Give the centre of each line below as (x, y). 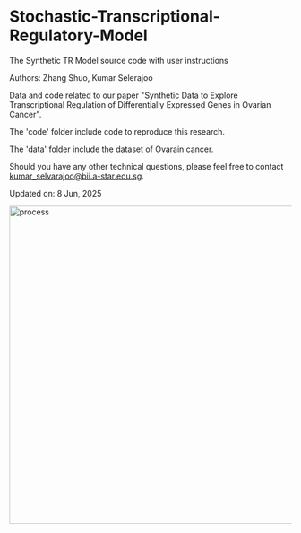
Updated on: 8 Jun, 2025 (56, 193)
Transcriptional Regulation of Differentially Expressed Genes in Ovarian (140, 104)
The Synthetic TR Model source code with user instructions (119, 60)
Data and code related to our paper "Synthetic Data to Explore (124, 95)
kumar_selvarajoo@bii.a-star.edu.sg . (77, 176)
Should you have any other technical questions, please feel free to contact (146, 166)
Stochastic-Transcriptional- (115, 17)
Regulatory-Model (78, 35)
